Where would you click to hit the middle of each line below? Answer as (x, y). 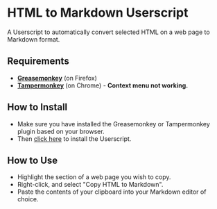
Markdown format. (34, 39)
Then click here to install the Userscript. (74, 139)
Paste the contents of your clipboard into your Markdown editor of (112, 192)
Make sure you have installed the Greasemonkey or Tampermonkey (113, 124)
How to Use (33, 160)
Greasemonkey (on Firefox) (57, 78)
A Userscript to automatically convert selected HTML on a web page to (108, 32)
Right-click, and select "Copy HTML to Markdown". (90, 185)
